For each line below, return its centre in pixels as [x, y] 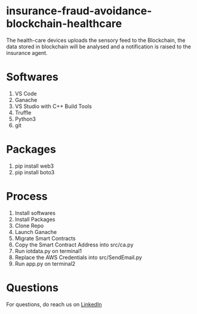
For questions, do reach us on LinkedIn [54, 304]
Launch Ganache [36, 232]
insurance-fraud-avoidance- [79, 11]
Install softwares [35, 213]
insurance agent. [27, 53]
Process [27, 196]
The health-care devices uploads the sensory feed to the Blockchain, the [96, 40]
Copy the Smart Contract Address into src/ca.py [74, 244]
